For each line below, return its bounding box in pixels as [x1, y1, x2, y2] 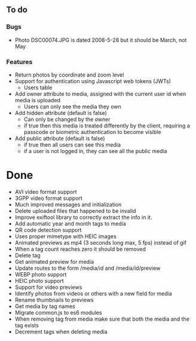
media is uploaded [14, 96, 61, 103]
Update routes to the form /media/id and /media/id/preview [14, 264, 161, 272]
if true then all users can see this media [23, 141, 121, 148]
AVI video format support [14, 188, 77, 195]
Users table [23, 84, 53, 91]
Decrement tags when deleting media [14, 328, 108, 335]
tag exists [14, 321, 39, 328]
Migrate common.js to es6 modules [14, 309, 102, 316]
